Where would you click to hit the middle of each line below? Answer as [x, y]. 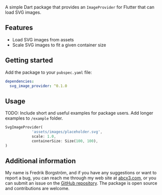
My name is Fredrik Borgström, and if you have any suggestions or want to [81, 173]
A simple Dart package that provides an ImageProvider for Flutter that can [80, 7]
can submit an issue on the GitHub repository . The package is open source [81, 183]
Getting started [29, 60]
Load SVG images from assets [43, 39]
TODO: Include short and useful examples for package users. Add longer [79, 113]
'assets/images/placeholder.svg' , [67, 132]
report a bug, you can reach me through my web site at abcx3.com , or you [81, 178]
